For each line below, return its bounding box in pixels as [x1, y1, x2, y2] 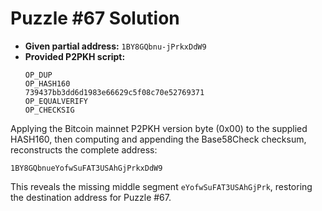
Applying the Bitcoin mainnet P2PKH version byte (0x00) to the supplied [10, 122, 308, 134]
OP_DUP [24, 70, 53, 80]
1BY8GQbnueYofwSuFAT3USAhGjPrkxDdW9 [10, 163, 163, 173]
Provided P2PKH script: [24, 50, 126, 62]
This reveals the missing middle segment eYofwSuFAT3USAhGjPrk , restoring [10, 180, 313, 192]
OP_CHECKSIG [24, 105, 75, 115]
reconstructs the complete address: [10, 143, 158, 156]
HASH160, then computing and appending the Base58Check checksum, [10, 133, 307, 145]
